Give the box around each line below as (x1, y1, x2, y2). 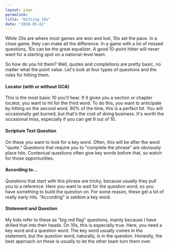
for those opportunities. (5, 155, 54, 161)
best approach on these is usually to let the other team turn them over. (5, 238, 151, 244)
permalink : (5, 12, 28, 17)
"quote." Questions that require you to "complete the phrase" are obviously (5, 144, 161, 151)
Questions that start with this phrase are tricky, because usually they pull (5, 178, 156, 184)
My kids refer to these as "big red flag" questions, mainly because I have (5, 217, 156, 223)
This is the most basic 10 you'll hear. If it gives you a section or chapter (5, 94, 153, 101)
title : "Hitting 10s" (5, 17, 51, 22)
